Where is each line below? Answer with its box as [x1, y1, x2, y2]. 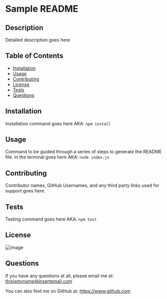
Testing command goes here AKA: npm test [5, 216, 97, 222]
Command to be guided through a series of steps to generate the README [5, 149, 162, 155]
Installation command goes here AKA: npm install [5, 120, 111, 126]
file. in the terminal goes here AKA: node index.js [5, 154, 110, 160]
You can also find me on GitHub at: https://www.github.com [5, 288, 131, 294]
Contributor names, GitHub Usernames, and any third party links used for [5, 182, 159, 188]
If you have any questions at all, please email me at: [5, 273, 114, 279]
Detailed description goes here [5, 37, 70, 43]
